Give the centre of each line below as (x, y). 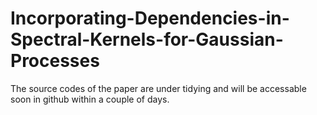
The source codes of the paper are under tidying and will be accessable (158, 88)
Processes (55, 61)
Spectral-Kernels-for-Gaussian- (147, 39)
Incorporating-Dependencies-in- (150, 18)
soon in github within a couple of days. (90, 99)
